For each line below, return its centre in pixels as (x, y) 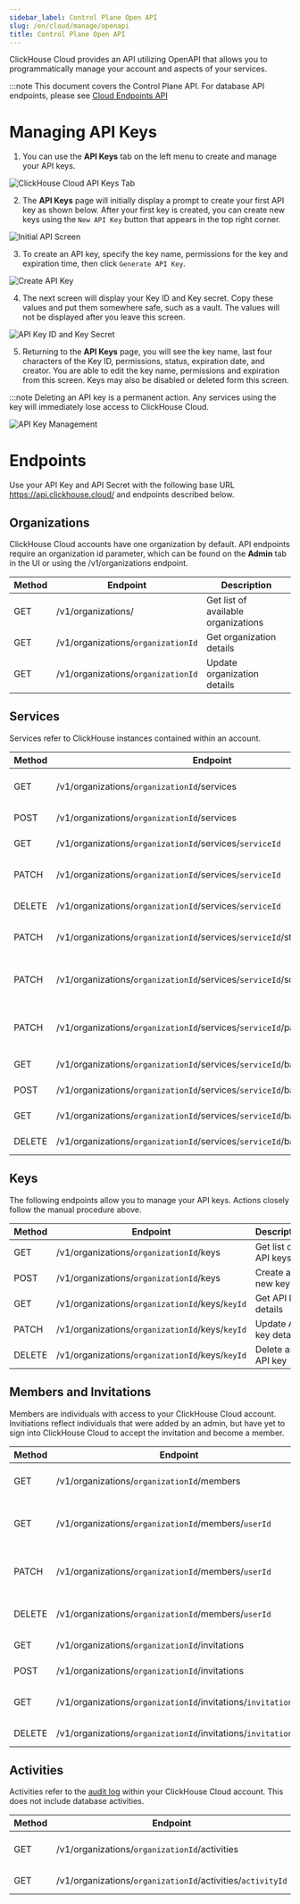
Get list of (227, 601)
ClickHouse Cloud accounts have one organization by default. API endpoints (150, 545)
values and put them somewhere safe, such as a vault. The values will (150, 308)
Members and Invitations (80, 1392)
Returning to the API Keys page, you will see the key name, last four (147, 352)
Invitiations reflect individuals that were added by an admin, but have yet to (147, 1423)
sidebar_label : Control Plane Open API (83, 17)
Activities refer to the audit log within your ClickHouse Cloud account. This (146, 1792)
